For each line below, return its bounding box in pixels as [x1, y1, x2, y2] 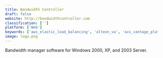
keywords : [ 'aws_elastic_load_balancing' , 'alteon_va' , [5, 29, 120, 34]
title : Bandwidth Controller [5, 7, 64, 12]
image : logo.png [5, 34, 38, 39]
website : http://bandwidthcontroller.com [5, 16, 90, 21]
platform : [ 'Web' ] [5, 25, 42, 30]
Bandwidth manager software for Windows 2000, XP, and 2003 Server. [5, 47, 147, 53]
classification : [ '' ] [5, 20, 49, 26]
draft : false [5, 12, 32, 16]
